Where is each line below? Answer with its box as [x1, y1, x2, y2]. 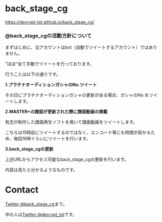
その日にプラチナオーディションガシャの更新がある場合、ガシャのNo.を [5, 92, 149, 98]
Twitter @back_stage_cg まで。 [5, 201, 68, 207]
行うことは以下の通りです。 [5, 72, 61, 77]
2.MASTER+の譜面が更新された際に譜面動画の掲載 [5, 109, 108, 115]
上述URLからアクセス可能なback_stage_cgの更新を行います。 [5, 156, 129, 162]
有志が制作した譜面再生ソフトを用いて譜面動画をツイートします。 [5, 119, 138, 125]
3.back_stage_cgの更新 [5, 146, 54, 152]
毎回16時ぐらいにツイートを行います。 [13, 136, 91, 142]
